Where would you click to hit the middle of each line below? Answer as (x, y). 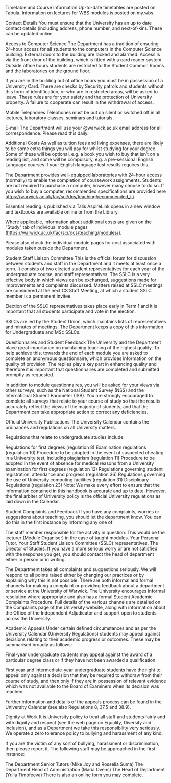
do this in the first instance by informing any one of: (59, 522)
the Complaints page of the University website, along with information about (86, 607)
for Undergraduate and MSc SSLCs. (43, 332)
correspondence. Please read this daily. (47, 133)
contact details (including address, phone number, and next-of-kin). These (84, 28)
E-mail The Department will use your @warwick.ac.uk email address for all (83, 128)
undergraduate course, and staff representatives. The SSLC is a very (78, 274)
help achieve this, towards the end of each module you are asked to (77, 353)
